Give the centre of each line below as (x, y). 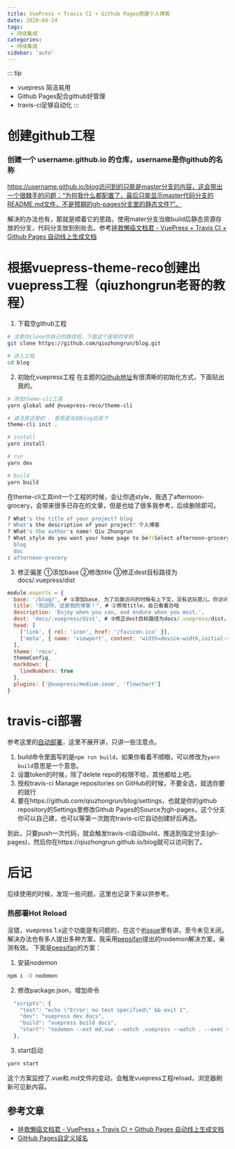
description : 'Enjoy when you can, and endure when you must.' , (109, 612)
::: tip (15, 73)
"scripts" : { (33, 1003)
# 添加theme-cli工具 (35, 399)
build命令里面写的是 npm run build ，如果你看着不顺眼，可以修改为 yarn (119, 757)
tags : (15, 27)
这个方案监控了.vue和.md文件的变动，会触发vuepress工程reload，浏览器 (112, 1077)
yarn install (26, 444)
